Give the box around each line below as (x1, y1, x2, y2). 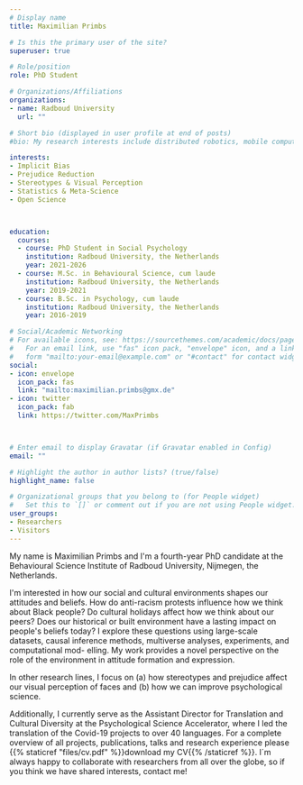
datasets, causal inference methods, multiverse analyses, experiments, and (9, 634, 290, 645)
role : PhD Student (9, 71, 78, 80)
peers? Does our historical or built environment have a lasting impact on (9, 616, 277, 626)
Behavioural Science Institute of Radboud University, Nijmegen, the (9, 560, 259, 570)
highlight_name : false (9, 476, 95, 485)
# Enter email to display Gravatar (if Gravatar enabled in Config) (9, 443, 272, 452)
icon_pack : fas (17, 378, 75, 387)
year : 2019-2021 (25, 286, 87, 295)
